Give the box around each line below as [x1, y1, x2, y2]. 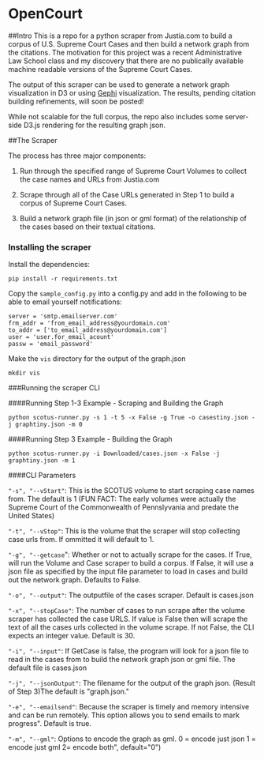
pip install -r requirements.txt [8, 275, 118, 283]
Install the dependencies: [8, 260, 91, 269]
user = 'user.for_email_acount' [8, 333, 114, 341]
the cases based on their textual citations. [19, 222, 156, 231]
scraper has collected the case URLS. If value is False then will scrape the [8, 614, 248, 624]
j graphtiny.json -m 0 [8, 420, 83, 429]
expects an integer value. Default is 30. [8, 631, 136, 641]
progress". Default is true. [8, 719, 92, 728]
